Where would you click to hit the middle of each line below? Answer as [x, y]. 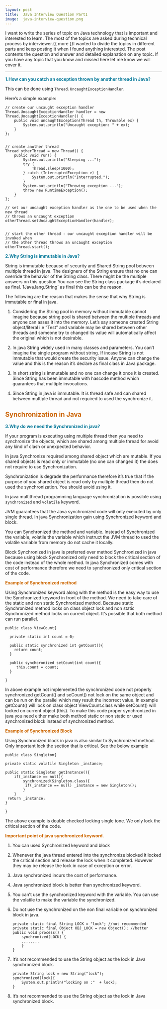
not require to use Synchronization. [41, 467]
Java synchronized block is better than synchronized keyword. [77, 885]
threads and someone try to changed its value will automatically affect [84, 333]
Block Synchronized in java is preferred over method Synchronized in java [81, 552]
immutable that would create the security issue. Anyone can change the [86, 358]
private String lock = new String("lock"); [58, 974]
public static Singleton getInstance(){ [48, 773]
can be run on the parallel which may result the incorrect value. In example [82, 700]
